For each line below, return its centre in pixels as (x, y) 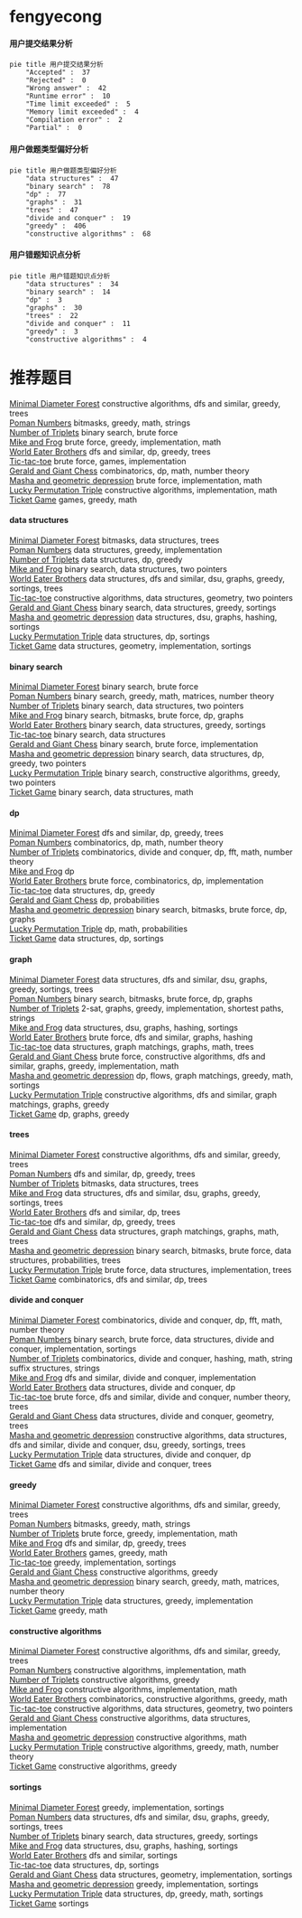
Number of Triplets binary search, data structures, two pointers (127, 706)
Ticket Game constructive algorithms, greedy (93, 1766)
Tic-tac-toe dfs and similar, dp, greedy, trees (92, 1221)
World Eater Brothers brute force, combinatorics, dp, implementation (137, 881)
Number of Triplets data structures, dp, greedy (96, 559)
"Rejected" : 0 (56, 80)
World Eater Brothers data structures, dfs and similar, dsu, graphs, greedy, (147, 578)
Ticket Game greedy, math (59, 1611)
